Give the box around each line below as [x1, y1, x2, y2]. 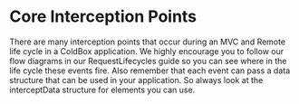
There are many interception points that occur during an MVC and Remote [9, 36, 286, 47]
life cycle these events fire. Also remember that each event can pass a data [9, 65, 291, 76]
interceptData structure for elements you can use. [9, 84, 196, 95]
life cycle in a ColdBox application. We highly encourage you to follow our [9, 45, 284, 56]
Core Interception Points [9, 6, 198, 27]
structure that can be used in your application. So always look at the [9, 74, 264, 85]
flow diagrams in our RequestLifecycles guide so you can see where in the [9, 55, 287, 66]
